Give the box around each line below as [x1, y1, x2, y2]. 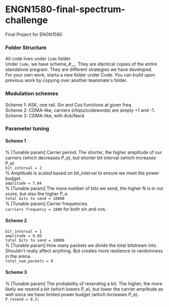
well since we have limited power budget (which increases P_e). [5, 292, 139, 298]
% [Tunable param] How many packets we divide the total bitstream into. [5, 242, 158, 248]
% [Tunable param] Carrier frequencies [5, 200, 88, 207]
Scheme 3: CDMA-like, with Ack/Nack [5, 112, 85, 118]
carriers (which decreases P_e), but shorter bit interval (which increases [5, 155, 156, 161]
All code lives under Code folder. [5, 56, 72, 62]
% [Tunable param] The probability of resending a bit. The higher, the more [5, 280, 162, 287]
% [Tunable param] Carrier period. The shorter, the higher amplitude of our [5, 149, 162, 155]
